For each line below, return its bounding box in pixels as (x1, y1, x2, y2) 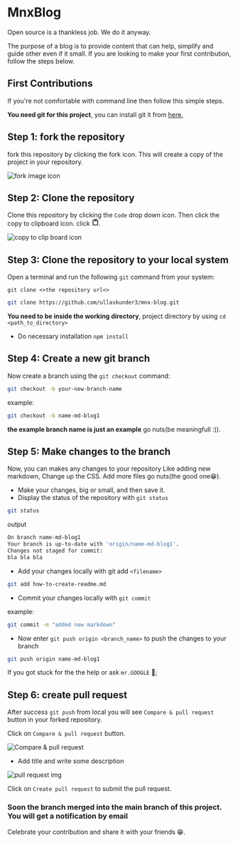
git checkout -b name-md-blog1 (7, 412, 100, 419)
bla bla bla (7, 553, 43, 561)
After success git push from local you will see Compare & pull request (7, 707, 215, 717)
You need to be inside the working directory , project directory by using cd (7, 312, 226, 321)
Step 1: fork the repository (7, 131, 126, 143)
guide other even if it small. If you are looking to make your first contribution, (7, 49, 232, 58)
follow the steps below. (7, 56, 75, 65)
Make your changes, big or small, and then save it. (17, 486, 166, 494)
